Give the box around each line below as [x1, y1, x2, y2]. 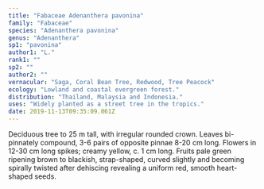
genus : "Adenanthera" [8, 33, 80, 42]
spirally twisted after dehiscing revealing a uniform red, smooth [8, 164, 215, 172]
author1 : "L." [8, 48, 56, 56]
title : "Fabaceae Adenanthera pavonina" [8, 11, 145, 20]
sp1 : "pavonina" [8, 41, 62, 49]
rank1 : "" [8, 56, 41, 64]
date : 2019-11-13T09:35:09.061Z [8, 108, 115, 116]
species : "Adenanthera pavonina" [8, 26, 119, 34]
